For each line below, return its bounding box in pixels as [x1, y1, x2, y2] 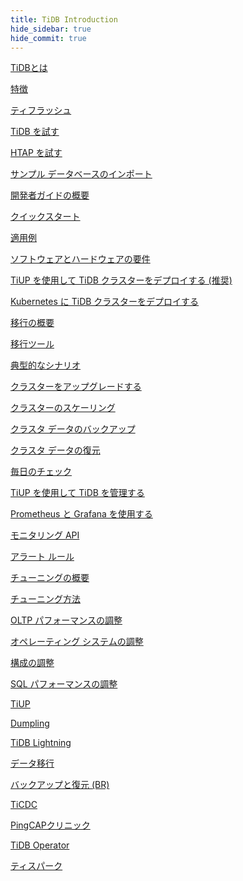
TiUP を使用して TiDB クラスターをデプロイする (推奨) [10, 274, 233, 286]
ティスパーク [10, 860, 63, 872]
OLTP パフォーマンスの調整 [10, 614, 123, 626]
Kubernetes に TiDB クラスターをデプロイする [10, 296, 200, 308]
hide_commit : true [10, 33, 87, 43]
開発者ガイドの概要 [10, 189, 90, 201]
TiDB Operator [10, 839, 70, 851]
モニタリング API [10, 529, 80, 541]
